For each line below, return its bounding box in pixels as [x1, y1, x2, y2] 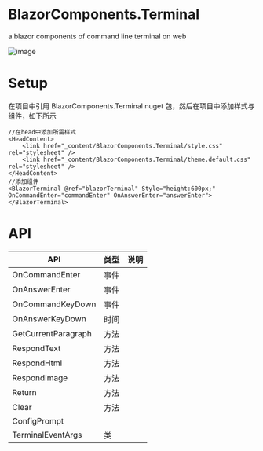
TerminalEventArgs [12, 429, 82, 440]
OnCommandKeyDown [12, 299, 97, 310]
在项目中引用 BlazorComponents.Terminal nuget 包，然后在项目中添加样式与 [8, 101, 255, 111]
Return [12, 387, 37, 398]
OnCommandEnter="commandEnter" [8, 191, 111, 200]
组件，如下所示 [8, 111, 57, 120]
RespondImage [12, 372, 68, 383]
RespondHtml [12, 357, 63, 368]
